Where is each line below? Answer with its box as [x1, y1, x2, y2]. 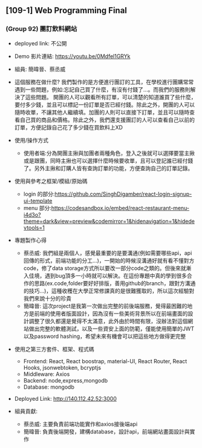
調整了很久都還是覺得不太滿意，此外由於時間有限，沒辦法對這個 [28, 317, 188, 324]
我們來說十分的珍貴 [23, 294, 72, 302]
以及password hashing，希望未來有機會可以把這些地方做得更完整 [23, 332, 186, 340]
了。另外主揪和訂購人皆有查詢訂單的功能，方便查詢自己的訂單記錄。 [23, 164, 194, 172]
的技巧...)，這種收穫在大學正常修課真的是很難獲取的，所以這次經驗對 [23, 287, 195, 294]
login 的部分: [23, 190, 55, 197]
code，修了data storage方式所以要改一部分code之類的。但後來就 [23, 264, 186, 272]
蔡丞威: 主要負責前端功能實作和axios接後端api [23, 420, 138, 427]
